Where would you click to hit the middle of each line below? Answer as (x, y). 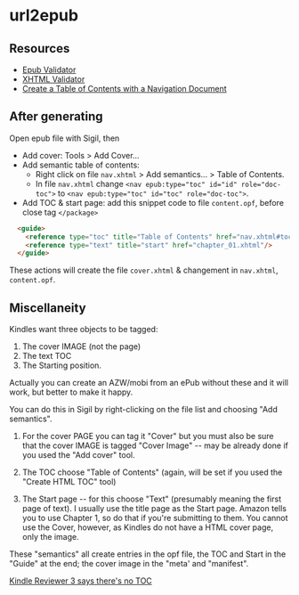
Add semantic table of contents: (81, 165)
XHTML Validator (53, 79)
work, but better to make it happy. (71, 392)
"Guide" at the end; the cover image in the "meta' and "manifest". (129, 564)
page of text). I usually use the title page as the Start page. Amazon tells (154, 509)
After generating (57, 117)
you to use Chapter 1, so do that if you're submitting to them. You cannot (155, 518)
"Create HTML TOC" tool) (69, 482)
